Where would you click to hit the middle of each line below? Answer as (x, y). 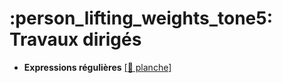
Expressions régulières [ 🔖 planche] (97, 67)
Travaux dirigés (75, 39)
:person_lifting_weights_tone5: (141, 18)
